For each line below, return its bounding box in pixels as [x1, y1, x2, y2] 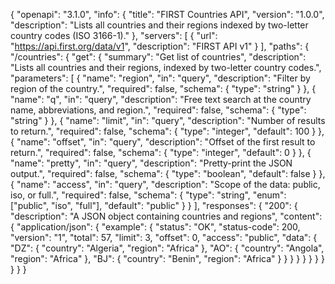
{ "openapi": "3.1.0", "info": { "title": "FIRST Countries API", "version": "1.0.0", [10, 9, 325, 20]
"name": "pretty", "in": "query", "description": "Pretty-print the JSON [10, 157, 293, 169]
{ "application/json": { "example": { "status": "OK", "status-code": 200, [10, 221, 301, 233]
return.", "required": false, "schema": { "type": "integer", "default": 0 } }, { [10, 147, 312, 158]
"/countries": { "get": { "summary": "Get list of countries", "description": [10, 51, 307, 63]
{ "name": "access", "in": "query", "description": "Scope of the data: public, [10, 179, 321, 190]
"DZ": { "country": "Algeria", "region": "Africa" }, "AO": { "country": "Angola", [10, 242, 325, 254]
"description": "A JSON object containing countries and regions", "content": [10, 210, 323, 222]
